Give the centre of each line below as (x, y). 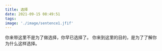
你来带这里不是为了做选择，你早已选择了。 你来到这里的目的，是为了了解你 (81, 37)
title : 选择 (16, 9)
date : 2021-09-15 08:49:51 (33, 14)
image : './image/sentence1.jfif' (39, 23)
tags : (11, 18)
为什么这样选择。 (22, 44)
